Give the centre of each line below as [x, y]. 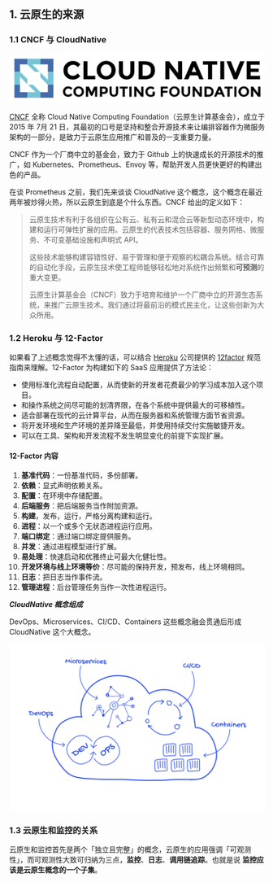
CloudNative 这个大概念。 [52, 632]
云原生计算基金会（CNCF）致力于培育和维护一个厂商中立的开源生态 [143, 295]
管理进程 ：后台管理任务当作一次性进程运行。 [96, 587]
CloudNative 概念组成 [46, 605]
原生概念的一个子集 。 [66, 870]
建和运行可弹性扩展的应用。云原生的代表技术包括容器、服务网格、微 [143, 229]
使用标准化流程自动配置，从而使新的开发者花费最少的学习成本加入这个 [139, 385]
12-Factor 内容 [34, 456]
